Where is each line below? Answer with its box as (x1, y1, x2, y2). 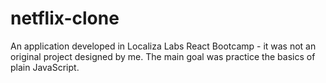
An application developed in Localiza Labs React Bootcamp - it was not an (10, 40, 317, 52)
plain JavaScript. (10, 61, 80, 73)
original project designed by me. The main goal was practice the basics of (10, 50, 316, 62)
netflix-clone (10, 7, 120, 30)
